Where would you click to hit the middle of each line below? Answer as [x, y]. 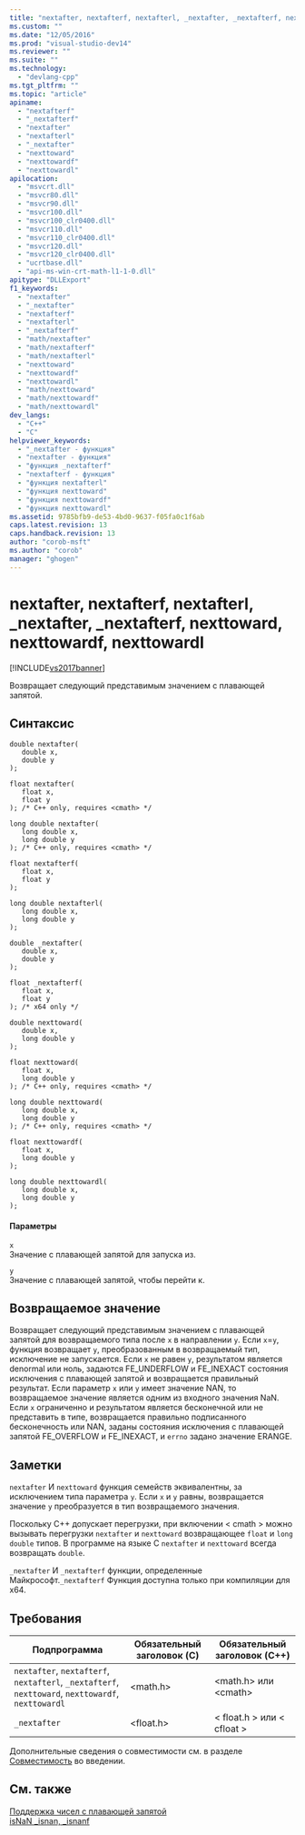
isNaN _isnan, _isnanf [49, 1820]
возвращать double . [47, 1553]
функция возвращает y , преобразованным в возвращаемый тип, [135, 1349]
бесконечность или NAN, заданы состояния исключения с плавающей [147, 1427]
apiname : [26, 102]
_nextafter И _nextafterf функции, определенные [106, 1570]
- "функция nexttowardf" [64, 500]
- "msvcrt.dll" [46, 187]
